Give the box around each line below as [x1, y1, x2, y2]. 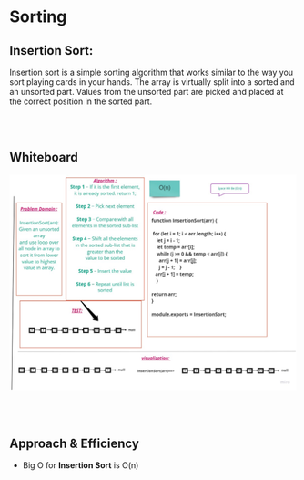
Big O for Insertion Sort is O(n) [22, 460, 139, 471]
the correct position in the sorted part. [9, 96, 153, 107]
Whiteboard [9, 150, 79, 165]
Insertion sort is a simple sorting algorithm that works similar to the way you [9, 67, 294, 78]
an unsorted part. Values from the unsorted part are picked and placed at [9, 87, 284, 97]
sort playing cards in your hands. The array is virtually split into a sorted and [9, 77, 295, 88]
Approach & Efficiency [9, 435, 139, 451]
